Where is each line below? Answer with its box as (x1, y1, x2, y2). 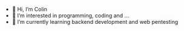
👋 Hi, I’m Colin (11, 6, 47, 13)
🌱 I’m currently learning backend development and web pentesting (11, 18, 179, 25)
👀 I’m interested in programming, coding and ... (11, 12, 130, 19)
